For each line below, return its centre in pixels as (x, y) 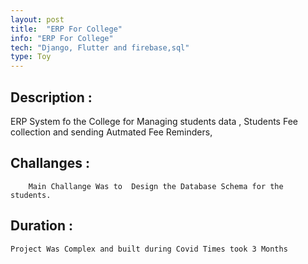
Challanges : (50, 163)
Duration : (42, 226)
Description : (51, 97)
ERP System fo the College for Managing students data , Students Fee (154, 121)
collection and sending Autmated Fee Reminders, (111, 132)
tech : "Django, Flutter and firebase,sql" (100, 47)
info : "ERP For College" (62, 38)
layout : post (37, 19)
